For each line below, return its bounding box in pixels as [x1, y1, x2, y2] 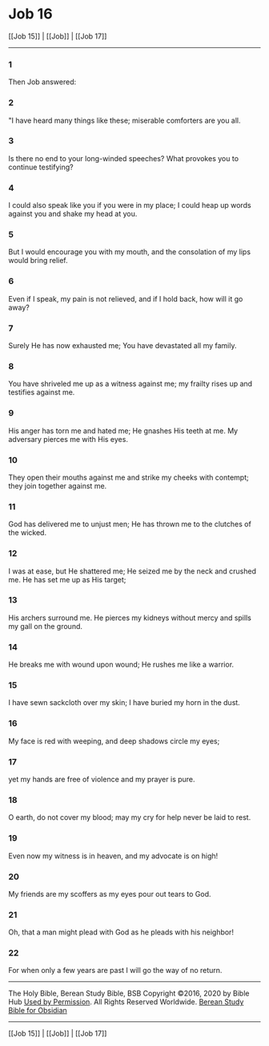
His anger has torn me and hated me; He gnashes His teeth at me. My [8, 426, 239, 436]
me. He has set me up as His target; [8, 574, 126, 584]
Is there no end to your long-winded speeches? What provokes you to [8, 153, 239, 163]
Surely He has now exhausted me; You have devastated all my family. [8, 341, 237, 351]
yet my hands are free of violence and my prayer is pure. [8, 774, 195, 784]
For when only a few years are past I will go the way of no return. [8, 966, 223, 975]
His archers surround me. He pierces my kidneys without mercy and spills [8, 613, 252, 622]
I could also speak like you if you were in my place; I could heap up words [8, 201, 251, 210]
